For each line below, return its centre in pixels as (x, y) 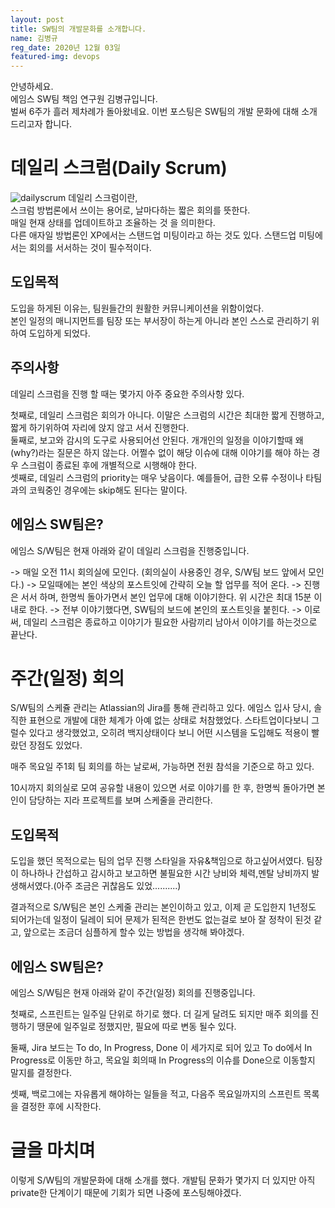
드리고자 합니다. (41, 124)
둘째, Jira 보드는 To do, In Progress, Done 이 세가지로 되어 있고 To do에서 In (161, 1048)
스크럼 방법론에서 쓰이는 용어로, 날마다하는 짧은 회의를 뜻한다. (130, 210)
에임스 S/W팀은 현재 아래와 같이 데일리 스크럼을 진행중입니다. (130, 550)
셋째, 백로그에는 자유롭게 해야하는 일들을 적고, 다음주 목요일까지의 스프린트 (156, 1094)
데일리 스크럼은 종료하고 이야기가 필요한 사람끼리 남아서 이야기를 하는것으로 (170, 622)
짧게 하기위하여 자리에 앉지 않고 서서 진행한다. (100, 427)
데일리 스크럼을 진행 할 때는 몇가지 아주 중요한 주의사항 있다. (127, 393)
